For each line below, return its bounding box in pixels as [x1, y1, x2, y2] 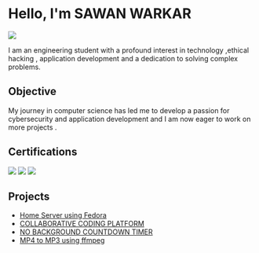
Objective [8, 85, 57, 98]
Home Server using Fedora [19, 211, 108, 220]
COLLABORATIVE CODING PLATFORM [19, 219, 145, 229]
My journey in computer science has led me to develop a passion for [8, 105, 230, 115]
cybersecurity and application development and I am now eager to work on [8, 114, 251, 123]
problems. [8, 62, 41, 71]
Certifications [8, 145, 78, 159]
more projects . [8, 123, 57, 132]
